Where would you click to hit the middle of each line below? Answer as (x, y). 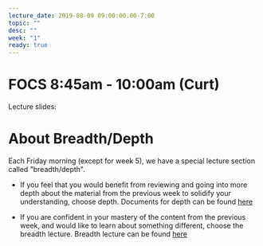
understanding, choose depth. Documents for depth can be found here (136, 201)
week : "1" (25, 38)
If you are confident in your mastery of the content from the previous (133, 217)
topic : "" (25, 23)
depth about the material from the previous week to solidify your (125, 193)
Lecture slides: (33, 107)
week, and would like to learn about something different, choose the (131, 225)
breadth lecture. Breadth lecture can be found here (103, 234)
